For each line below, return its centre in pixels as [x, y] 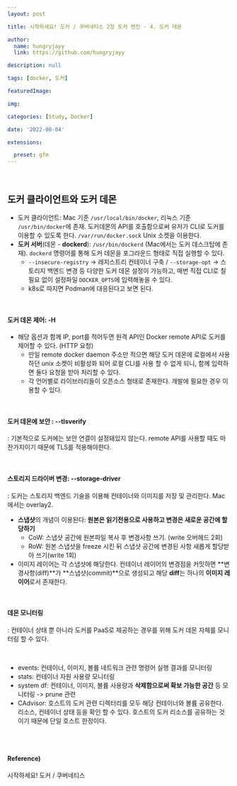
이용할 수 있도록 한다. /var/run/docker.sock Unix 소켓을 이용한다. [109, 235]
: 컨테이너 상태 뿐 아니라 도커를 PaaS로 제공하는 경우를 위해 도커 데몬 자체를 [112, 630]
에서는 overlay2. [30, 505]
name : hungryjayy [39, 46]
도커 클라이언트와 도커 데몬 [62, 199]
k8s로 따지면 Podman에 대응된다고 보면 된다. [91, 288]
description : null [34, 66]
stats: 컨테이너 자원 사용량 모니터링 [66, 676]
